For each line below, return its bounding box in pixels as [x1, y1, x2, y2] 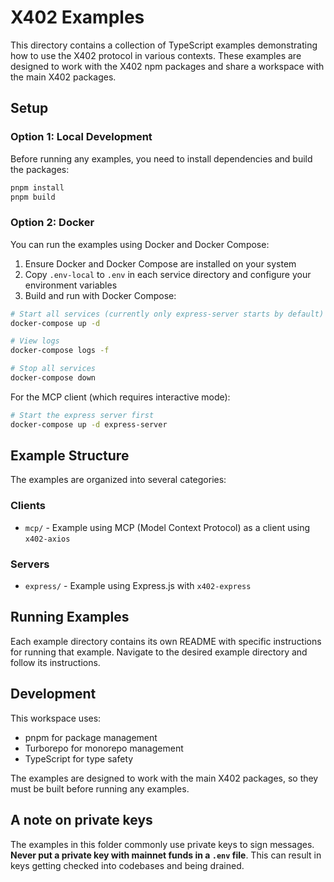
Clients [10, 499, 46, 513]
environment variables [24, 279, 118, 291]
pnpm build [10, 192, 56, 202]
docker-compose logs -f [10, 346, 110, 356]
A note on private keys [10, 812, 153, 829]
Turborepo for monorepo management [24, 742, 184, 754]
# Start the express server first [10, 410, 155, 420]
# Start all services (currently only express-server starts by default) [10, 309, 325, 319]
